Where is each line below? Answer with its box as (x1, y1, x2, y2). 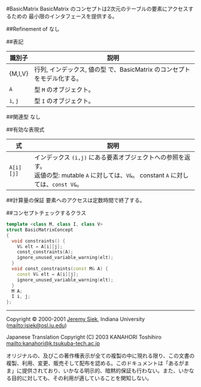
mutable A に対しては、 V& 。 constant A (61, 171, 169, 179)
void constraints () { (11, 238, 66, 244)
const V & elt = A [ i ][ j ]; (17, 271, 79, 277)
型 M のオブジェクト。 (33, 86, 95, 94)
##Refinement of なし (6, 26, 60, 32)
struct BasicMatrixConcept (6, 227, 74, 233)
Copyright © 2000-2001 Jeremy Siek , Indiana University (6, 316, 145, 323)
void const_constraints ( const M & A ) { (11, 266, 109, 272)
